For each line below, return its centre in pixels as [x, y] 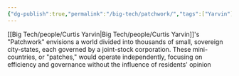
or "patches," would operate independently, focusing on [120, 57]
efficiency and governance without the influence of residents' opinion [109, 64]
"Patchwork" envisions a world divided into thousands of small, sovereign [115, 42]
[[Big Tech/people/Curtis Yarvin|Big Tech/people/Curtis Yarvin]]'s [103, 34]
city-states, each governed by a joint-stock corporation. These [99, 49]
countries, [22, 57]
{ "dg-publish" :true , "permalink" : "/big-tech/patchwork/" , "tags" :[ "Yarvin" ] [121, 14]
